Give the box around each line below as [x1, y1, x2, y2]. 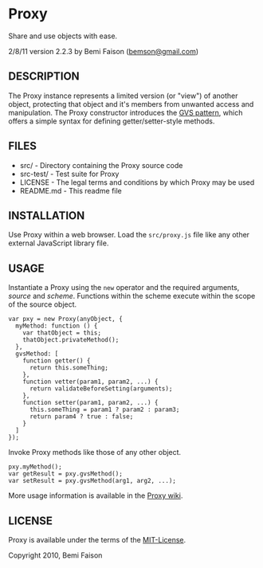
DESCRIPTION [8, 69, 80, 84]
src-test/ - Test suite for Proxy [19, 169, 120, 178]
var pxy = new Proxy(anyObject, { [8, 315, 124, 323]
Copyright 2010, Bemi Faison [8, 550, 103, 560]
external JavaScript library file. [8, 238, 109, 248]
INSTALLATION [8, 209, 85, 222]
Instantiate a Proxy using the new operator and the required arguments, [8, 283, 240, 292]
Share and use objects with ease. [8, 31, 118, 41]
